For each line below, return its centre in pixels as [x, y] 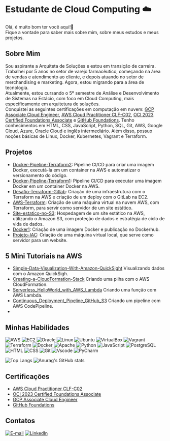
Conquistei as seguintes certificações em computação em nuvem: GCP [80, 109]
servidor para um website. [40, 240]
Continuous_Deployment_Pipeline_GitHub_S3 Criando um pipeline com [87, 301]
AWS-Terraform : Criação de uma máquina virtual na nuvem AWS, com [86, 202]
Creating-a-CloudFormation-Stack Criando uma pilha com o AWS [81, 279]
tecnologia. [17, 87]
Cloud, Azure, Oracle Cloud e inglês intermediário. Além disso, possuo [79, 131]
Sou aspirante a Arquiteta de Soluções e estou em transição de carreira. [81, 66]
